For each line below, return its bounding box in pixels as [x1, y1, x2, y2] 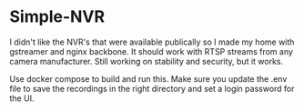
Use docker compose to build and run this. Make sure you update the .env [9, 73, 288, 84]
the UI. [9, 93, 35, 104]
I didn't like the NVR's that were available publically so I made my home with [9, 36, 295, 47]
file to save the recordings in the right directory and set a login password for [9, 83, 295, 94]
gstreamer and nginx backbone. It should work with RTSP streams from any [9, 45, 294, 56]
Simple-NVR [9, 6, 106, 27]
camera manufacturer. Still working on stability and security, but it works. [9, 55, 284, 66]
